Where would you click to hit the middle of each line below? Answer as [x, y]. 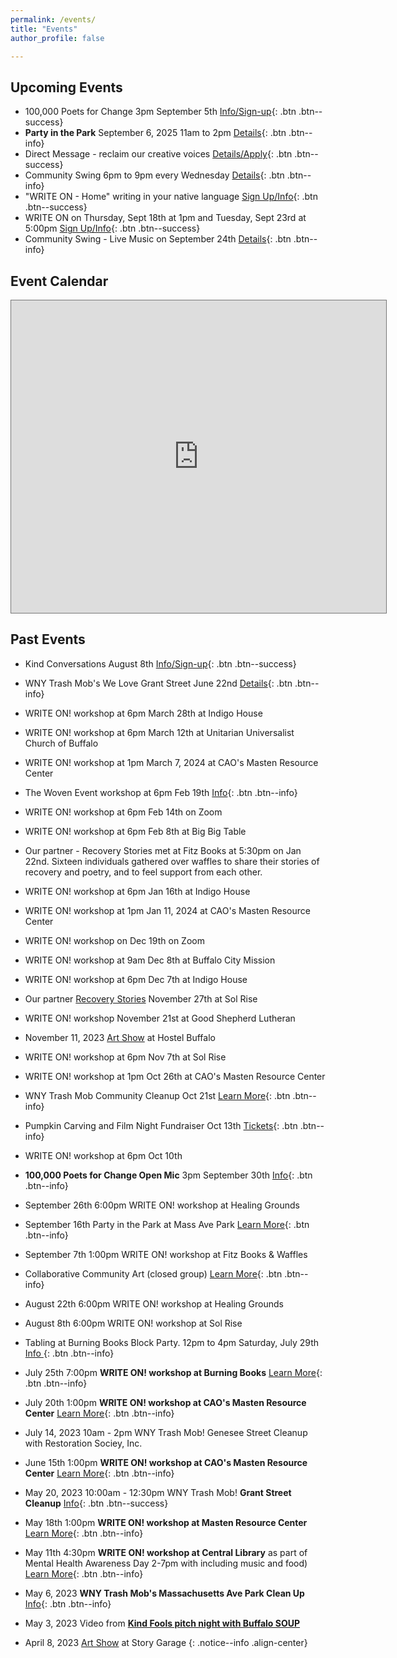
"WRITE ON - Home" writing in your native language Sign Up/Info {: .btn [171, 197]
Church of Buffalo [61, 743]
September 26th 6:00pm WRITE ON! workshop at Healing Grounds [162, 1205]
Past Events [48, 639]
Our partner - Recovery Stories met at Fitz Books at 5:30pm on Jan [163, 850]
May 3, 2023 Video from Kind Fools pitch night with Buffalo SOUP [162, 1623]
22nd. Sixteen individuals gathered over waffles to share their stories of [172, 861]
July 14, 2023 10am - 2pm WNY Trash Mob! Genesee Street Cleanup [166, 1432]
